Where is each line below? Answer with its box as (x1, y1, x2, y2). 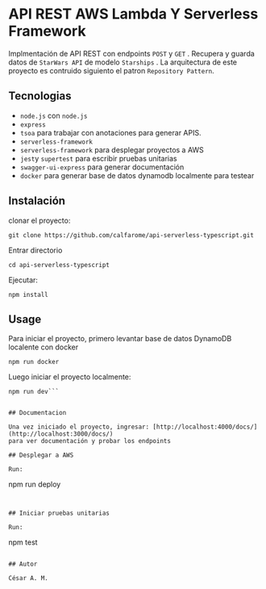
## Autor (8, 560, 38, 569)
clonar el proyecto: (8, 215, 71, 225)
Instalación (8, 194, 66, 208)
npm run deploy (8, 479, 61, 489)
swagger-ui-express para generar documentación (19, 162, 185, 172)
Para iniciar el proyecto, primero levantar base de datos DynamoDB (8, 334, 232, 344)
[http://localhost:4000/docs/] (152, 423, 258, 432)
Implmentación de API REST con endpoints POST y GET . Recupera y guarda (8, 48, 256, 58)
